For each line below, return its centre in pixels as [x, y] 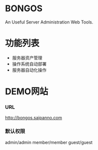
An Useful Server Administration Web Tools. [49, 22]
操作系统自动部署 [29, 64]
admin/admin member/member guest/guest [49, 142]
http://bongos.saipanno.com [34, 118]
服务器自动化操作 [29, 70]
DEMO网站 [27, 92]
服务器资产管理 [27, 58]
